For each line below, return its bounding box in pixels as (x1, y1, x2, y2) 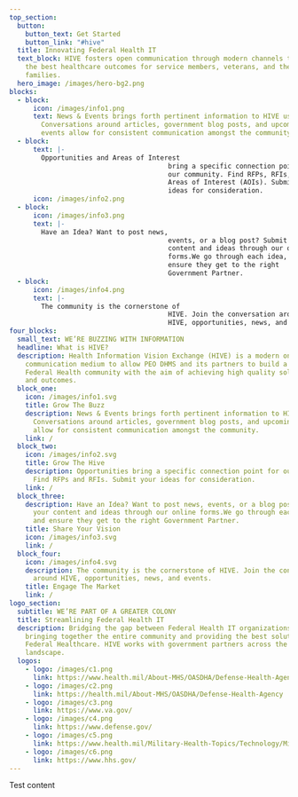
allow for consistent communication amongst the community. (32, 425, 260, 435)
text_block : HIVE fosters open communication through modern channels (17, 54, 284, 63)
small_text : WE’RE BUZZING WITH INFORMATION (17, 335, 184, 343)
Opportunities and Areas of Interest (41, 153, 180, 162)
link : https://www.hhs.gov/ (32, 755, 137, 764)
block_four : (17, 549, 62, 558)
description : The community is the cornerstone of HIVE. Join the (25, 565, 276, 575)
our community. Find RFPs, (168, 170, 268, 178)
